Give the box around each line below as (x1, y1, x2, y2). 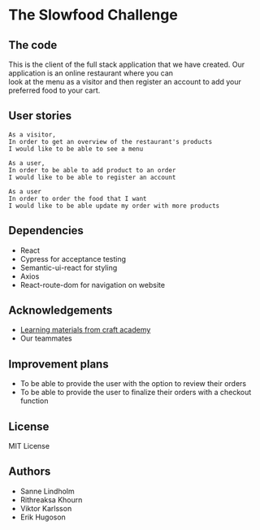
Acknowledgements (8, 303, 113, 318)
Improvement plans (8, 357, 109, 371)
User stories (8, 109, 71, 123)
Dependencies (8, 224, 84, 237)
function (19, 396, 49, 406)
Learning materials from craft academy (19, 325, 151, 335)
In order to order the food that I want (8, 194, 148, 202)
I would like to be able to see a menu (8, 145, 144, 153)
